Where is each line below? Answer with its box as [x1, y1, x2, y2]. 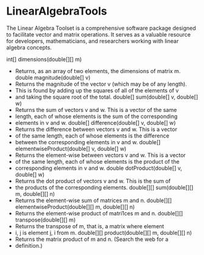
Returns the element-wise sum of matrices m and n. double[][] [15, 197, 172, 204]
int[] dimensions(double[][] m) [6, 55, 82, 63]
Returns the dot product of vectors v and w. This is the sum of [15, 177, 171, 184]
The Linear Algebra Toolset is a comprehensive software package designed [6, 24, 196, 32]
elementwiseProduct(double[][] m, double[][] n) [15, 203, 135, 211]
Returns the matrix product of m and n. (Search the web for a [15, 236, 169, 243]
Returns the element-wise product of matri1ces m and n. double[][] [15, 209, 183, 217]
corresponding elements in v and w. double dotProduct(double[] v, [15, 164, 183, 172]
